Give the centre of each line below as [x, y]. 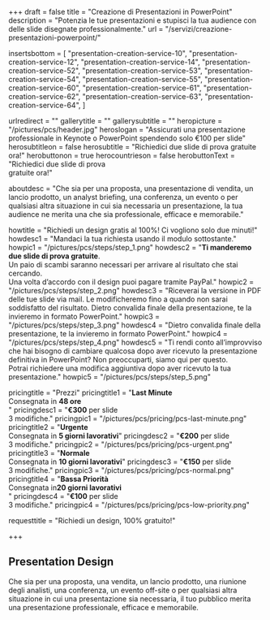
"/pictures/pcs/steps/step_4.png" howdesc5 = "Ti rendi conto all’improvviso [135, 342]
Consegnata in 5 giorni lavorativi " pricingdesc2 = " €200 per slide [119, 436]
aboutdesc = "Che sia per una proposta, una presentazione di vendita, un [131, 189]
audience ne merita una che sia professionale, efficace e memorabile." [126, 214]
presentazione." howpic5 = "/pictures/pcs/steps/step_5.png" [109, 377]
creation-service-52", [45, 71]
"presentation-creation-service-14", [140, 62]
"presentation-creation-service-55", [142, 79]
